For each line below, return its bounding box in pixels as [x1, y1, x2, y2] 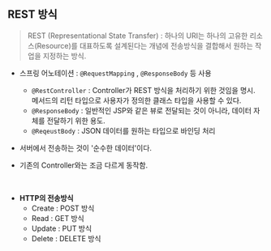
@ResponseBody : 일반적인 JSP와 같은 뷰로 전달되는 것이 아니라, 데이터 [31, 105, 252, 115]
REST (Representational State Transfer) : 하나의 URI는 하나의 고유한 [27, 31, 248, 40]
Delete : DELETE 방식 [31, 233, 101, 243]
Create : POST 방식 [31, 203, 95, 213]
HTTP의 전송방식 [19, 193, 74, 202]
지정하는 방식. [42, 51, 87, 61]
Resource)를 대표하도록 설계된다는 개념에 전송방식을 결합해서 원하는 [37, 40, 253, 50]
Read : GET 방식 [31, 213, 84, 223]
